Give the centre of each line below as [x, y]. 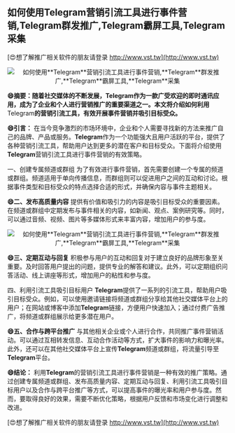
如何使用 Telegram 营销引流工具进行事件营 [97, 13]
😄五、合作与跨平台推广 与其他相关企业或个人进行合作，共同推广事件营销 [113, 331]
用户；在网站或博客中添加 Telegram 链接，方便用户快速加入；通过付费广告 [113, 308]
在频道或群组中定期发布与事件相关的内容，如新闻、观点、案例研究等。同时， [117, 210]
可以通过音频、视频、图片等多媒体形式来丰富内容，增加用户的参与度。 [108, 219]
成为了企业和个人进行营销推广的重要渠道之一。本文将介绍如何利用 [114, 104]
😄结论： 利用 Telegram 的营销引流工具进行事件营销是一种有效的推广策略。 [114, 372]
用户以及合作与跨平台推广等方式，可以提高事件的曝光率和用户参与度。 [114, 390]
